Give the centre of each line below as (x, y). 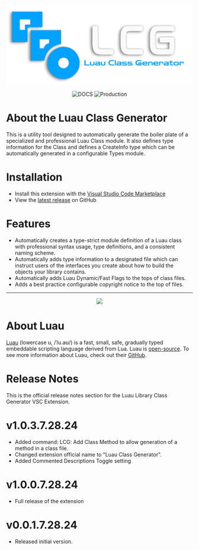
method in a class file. (41, 448)
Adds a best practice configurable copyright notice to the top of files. (99, 284)
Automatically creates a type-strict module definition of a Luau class (98, 240)
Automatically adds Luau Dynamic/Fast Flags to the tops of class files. (100, 278)
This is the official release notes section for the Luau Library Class (87, 395)
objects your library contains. (50, 272)
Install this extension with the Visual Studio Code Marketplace (90, 194)
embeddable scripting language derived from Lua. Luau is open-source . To (98, 349)
